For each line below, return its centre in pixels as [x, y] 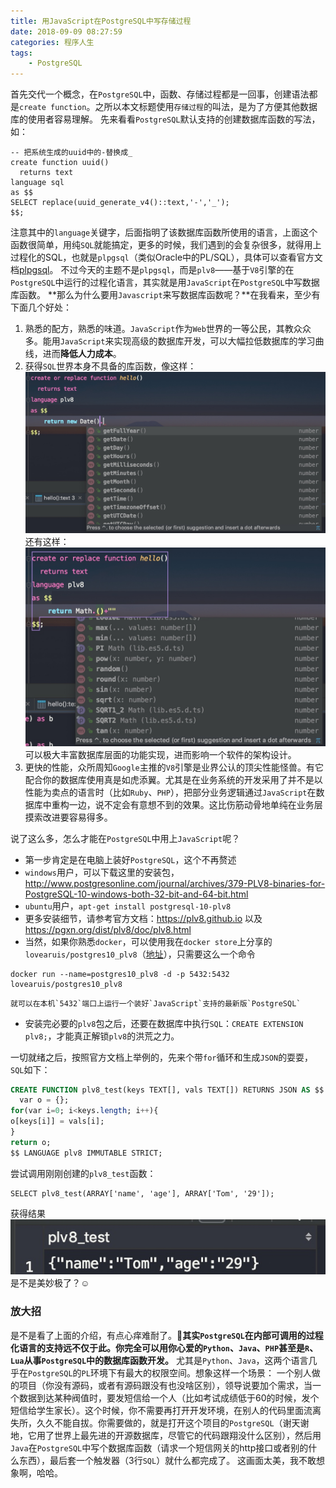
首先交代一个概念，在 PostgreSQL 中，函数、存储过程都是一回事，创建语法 [160, 94]
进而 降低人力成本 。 [82, 354]
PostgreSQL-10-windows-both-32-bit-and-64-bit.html [136, 894]
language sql [37, 183]
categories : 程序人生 [52, 42]
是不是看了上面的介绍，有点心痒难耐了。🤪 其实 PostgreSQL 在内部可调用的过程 [167, 1335]
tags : [21, 53]
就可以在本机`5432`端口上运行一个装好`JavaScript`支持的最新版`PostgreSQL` [156, 1003]
